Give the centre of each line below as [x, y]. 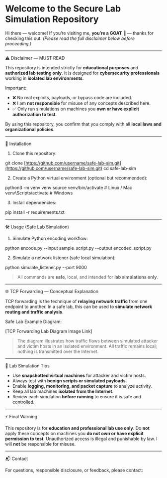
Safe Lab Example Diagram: [34, 321]
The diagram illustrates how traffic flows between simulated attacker [87, 341]
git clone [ [15, 163]
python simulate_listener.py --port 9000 [46, 267]
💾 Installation [18, 144]
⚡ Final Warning [21, 416]
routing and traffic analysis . [34, 312]
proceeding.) [18, 43]
